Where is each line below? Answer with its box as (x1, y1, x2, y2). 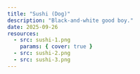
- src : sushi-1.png (13, 37, 71, 44)
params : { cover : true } (20, 43, 93, 50)
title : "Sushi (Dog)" (7, 10, 71, 18)
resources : (7, 30, 39, 37)
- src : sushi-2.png (13, 50, 71, 57)
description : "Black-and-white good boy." (7, 17, 134, 24)
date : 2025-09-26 (7, 23, 58, 30)
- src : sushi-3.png (13, 56, 71, 63)
